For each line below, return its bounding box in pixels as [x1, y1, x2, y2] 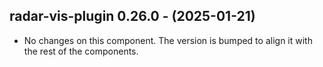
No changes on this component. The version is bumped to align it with [23, 34, 313, 46]
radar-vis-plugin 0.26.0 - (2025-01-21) [9, 8, 256, 25]
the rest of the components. [23, 45, 139, 57]
